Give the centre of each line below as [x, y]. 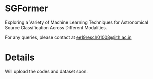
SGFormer [27, 9]
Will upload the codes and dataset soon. [47, 71]
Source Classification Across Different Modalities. [56, 27]
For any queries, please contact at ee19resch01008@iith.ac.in [68, 37]
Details [20, 57]
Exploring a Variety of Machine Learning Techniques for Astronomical [76, 22]
